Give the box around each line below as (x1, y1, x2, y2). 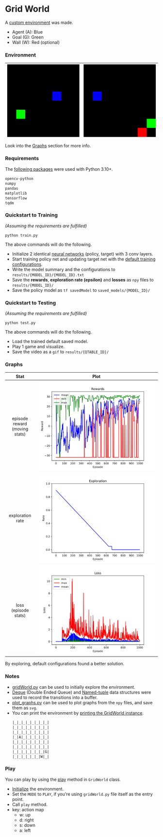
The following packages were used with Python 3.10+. (5, 166, 113, 172)
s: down (19, 822, 35, 828)
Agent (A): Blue (12, 29, 43, 35)
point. (12, 796, 24, 802)
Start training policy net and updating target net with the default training (12, 256, 156, 262)
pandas (5, 186, 18, 191)
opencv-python (5, 176, 34, 181)
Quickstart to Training (5, 212, 58, 219)
